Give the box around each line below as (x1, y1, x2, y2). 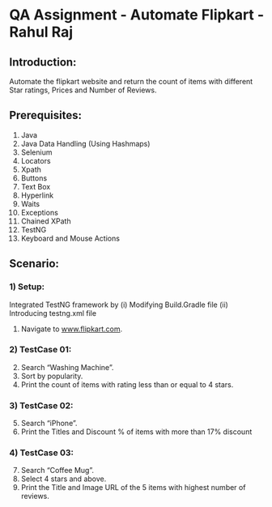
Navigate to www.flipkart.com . (20, 324, 123, 334)
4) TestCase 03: (9, 447, 74, 458)
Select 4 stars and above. (20, 474, 107, 484)
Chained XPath (20, 216, 71, 226)
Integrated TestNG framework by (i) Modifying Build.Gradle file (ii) (9, 300, 229, 309)
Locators (20, 156, 51, 165)
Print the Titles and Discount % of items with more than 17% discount (20, 427, 253, 437)
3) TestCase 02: (9, 399, 74, 411)
